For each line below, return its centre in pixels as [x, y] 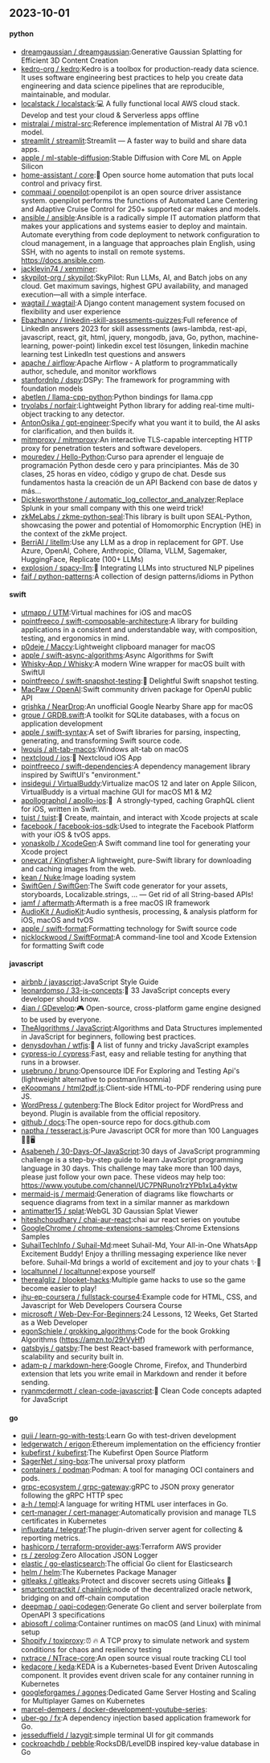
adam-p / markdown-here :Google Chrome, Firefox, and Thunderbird [134, 1365]
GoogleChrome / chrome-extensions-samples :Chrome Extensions [130, 1228]
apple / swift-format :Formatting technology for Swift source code [129, 929]
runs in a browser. [51, 1062]
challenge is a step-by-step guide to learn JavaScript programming [132, 1160]
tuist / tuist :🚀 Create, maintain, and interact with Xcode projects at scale [139, 817]
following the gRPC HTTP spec [72, 1495]
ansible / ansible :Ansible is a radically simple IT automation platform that [140, 217]
